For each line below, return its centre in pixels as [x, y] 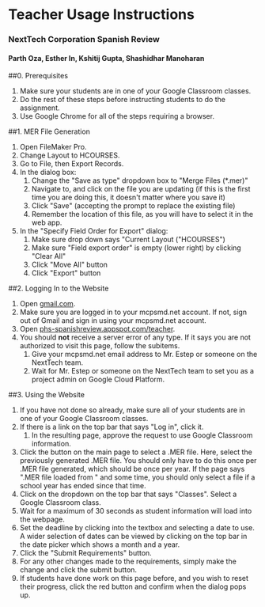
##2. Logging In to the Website [59, 288]
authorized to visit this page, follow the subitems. [100, 346]
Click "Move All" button [70, 265]
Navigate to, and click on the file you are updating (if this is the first [141, 189]
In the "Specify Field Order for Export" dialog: [94, 231]
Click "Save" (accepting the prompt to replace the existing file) [133, 206]
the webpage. [42, 519]
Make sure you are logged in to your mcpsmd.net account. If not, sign [133, 312]
